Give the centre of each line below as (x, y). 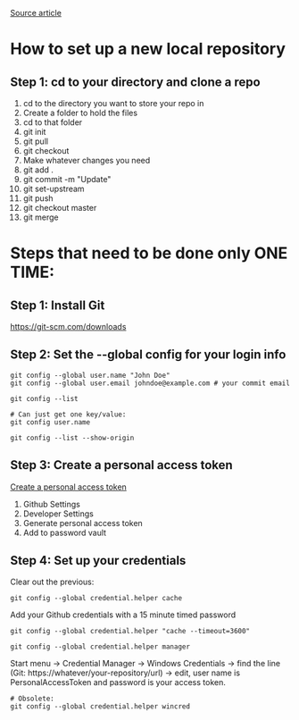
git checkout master (60, 208)
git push (38, 198)
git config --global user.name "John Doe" (90, 375)
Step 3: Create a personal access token (121, 465)
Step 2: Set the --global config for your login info (148, 355)
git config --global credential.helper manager (100, 647)
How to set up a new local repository (148, 49)
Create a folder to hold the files (80, 113)
